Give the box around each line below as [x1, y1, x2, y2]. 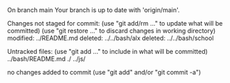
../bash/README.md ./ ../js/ [7, 55, 86, 63]
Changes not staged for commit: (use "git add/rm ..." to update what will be [7, 19, 223, 27]
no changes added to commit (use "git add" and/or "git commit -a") [7, 68, 201, 76]
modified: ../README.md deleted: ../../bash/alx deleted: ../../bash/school [7, 34, 214, 42]
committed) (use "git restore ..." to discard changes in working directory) [7, 27, 216, 35]
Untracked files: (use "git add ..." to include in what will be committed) [7, 48, 208, 55]
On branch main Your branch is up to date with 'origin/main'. [7, 6, 180, 14]
